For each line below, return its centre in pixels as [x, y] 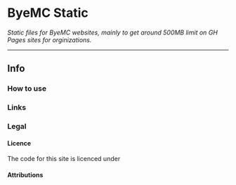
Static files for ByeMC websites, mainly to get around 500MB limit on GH [112, 32]
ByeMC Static [48, 13]
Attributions [25, 174]
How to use [27, 89]
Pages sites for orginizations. [50, 39]
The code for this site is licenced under [64, 159]
